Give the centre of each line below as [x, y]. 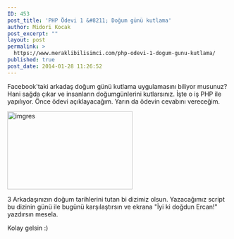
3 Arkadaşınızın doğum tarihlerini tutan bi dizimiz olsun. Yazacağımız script [116, 199]
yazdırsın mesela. [33, 214]
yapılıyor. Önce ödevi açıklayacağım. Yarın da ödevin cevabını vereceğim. [114, 101]
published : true [31, 60]
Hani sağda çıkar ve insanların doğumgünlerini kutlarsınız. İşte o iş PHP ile [115, 94]
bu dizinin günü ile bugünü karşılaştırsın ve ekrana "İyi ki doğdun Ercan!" [112, 207]
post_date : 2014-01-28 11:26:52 [55, 66]
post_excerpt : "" [33, 33]
